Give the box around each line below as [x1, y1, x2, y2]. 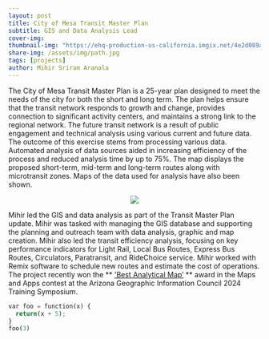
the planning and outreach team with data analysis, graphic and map [8, 227, 235, 236]
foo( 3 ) [8, 325, 30, 333]
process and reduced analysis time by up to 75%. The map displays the [8, 154, 244, 163]
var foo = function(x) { [8, 302, 91, 310]
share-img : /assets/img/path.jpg [8, 49, 120, 57]
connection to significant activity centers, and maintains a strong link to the [8, 111, 256, 121]
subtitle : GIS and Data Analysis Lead [8, 26, 138, 34]
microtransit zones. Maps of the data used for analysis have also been [8, 171, 240, 180]
